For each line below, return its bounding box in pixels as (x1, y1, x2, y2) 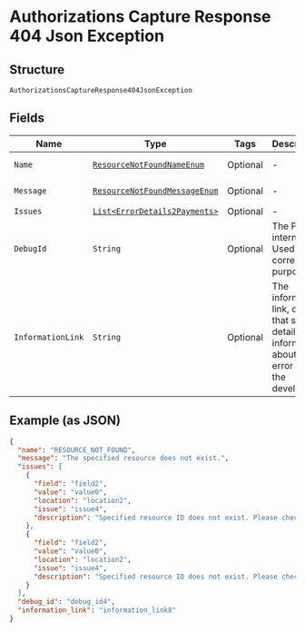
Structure (9, 62, 65, 77)
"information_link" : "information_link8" (17, 606, 177, 615)
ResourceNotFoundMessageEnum (92, 185, 219, 196)
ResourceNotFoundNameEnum (92, 159, 205, 170)
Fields (9, 111, 45, 126)
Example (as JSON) (9, 413, 121, 429)
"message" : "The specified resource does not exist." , (17, 454, 230, 463)
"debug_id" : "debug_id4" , (17, 597, 116, 607)
